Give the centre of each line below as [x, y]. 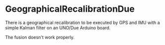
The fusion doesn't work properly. [40, 37]
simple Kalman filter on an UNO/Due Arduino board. [58, 27]
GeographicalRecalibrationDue [70, 9]
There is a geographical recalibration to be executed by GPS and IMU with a [82, 22]
